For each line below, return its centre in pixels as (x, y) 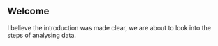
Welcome (28, 11)
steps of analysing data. (42, 35)
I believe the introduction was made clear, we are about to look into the (109, 27)
